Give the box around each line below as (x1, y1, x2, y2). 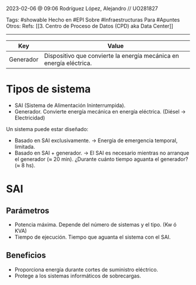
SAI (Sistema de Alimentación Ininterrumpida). (14, 102, 126, 109)
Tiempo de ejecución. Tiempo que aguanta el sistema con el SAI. (14, 234, 171, 241)
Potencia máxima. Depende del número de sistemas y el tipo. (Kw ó (14, 221, 177, 228)
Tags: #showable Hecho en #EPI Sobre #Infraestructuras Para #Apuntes (6, 16, 180, 23)
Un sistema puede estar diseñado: (6, 125, 89, 132)
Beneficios (6, 250, 46, 260)
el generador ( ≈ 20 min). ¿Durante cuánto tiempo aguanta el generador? (14, 155, 188, 163)
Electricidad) (14, 114, 45, 121)
